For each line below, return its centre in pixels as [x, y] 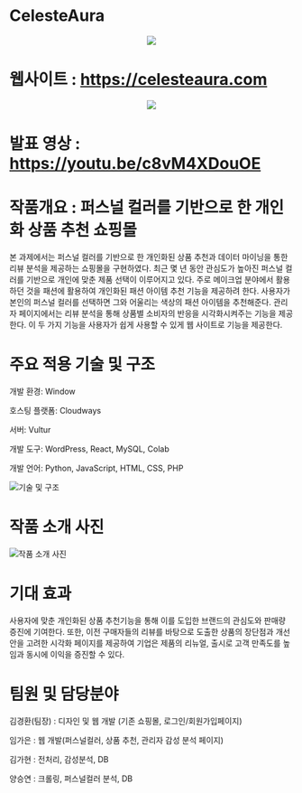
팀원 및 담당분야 [64, 694]
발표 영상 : [45, 144]
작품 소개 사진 [57, 527]
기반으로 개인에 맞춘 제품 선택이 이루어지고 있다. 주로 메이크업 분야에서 [150, 280]
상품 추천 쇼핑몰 [82, 230]
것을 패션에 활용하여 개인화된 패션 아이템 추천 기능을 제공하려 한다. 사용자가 [158, 291]
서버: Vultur [30, 429]
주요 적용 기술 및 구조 [82, 364]
